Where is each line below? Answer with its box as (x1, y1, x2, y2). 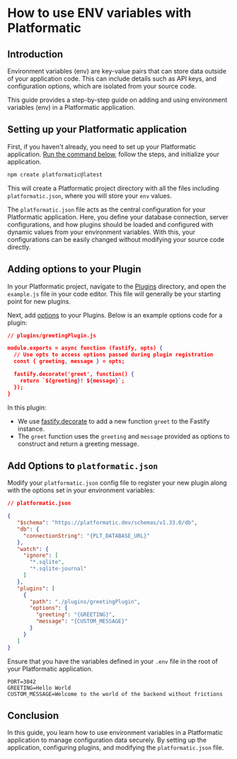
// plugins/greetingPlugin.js (7, 332, 97, 339)
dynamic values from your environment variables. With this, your (7, 228, 196, 236)
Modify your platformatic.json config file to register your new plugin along (7, 479, 228, 487)
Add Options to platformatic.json (7, 460, 158, 472)
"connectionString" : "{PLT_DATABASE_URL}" (23, 532, 151, 539)
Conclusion (7, 709, 59, 722)
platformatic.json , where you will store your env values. (7, 191, 172, 199)
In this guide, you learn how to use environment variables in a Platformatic (7, 729, 224, 737)
